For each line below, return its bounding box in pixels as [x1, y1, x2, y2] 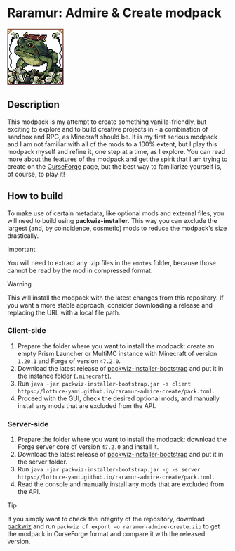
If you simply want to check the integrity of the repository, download [7, 515, 205, 524]
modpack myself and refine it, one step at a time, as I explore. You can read [7, 147, 226, 156]
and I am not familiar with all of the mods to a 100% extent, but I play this [7, 139, 217, 148]
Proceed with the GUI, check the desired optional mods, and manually [17, 394, 220, 403]
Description [7, 99, 60, 110]
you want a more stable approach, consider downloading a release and [7, 300, 213, 309]
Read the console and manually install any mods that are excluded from [17, 480, 224, 488]
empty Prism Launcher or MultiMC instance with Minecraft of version [17, 349, 217, 357]
